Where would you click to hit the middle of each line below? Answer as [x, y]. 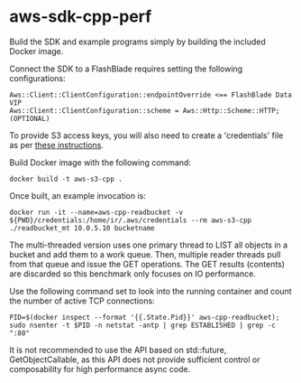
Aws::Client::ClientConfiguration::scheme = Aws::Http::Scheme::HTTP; [145, 110]
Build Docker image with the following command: [100, 162]
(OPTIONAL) [30, 118]
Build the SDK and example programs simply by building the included [137, 42]
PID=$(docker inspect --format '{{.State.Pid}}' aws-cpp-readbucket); [145, 317]
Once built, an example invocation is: [78, 195]
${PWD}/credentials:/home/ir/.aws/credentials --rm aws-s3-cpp [131, 220]
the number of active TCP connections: [82, 301]
